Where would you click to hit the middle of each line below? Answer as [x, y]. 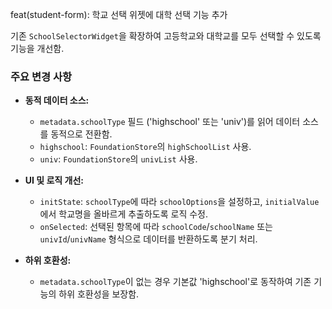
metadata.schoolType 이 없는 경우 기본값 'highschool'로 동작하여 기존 [175, 282]
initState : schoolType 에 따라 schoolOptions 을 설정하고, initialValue [179, 202]
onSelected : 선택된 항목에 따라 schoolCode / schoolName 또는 [156, 227]
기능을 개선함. [37, 48]
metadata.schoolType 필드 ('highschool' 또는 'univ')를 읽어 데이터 [170, 122]
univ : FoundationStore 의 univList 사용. [118, 159]
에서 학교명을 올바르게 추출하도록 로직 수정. [124, 214]
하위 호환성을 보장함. [99, 294]
